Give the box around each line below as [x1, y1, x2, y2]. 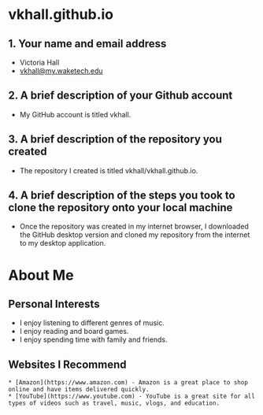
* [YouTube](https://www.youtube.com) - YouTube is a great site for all [8, 392, 256, 401]
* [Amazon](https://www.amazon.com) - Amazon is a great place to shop [8, 379, 248, 387]
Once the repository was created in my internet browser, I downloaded [19, 222, 250, 232]
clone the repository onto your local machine [8, 201, 233, 214]
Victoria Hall [19, 57, 60, 67]
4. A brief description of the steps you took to [8, 189, 235, 202]
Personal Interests [8, 298, 100, 311]
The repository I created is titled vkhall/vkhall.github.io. [19, 165, 198, 175]
